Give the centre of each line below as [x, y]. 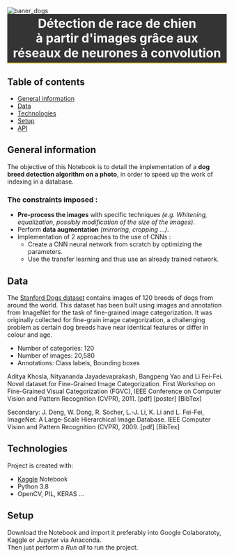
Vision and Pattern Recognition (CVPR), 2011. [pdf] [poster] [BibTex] [104, 398]
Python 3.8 [33, 486]
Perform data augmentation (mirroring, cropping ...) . [93, 230]
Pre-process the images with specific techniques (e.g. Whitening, [112, 215]
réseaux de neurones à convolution [117, 53]
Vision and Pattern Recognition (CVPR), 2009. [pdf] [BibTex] [93, 427]
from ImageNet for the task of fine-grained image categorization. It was [110, 312]
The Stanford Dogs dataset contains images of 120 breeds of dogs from [110, 297]
